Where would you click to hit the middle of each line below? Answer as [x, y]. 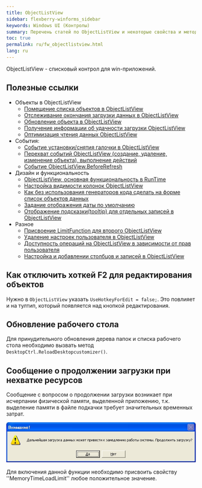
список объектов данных [56, 198]
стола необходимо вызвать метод [50, 345]
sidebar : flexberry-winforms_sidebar [54, 19]
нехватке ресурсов [44, 380]
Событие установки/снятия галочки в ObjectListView [92, 147]
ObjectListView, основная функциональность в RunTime [95, 179]
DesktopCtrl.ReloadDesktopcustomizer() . [57, 352]
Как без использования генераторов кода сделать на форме [102, 192]
